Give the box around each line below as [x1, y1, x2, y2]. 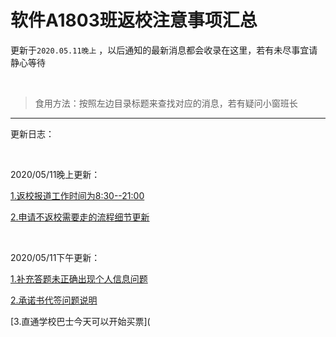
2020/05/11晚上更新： [10, 168, 101, 180]
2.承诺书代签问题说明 [10, 294, 98, 306]
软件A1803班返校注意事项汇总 [10, 9, 258, 32]
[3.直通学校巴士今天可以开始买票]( [10, 315, 151, 327]
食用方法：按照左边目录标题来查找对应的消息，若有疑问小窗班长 [34, 97, 298, 109]
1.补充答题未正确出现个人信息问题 [10, 272, 148, 285]
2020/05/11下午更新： [10, 251, 101, 263]
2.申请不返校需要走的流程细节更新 [10, 211, 150, 223]
